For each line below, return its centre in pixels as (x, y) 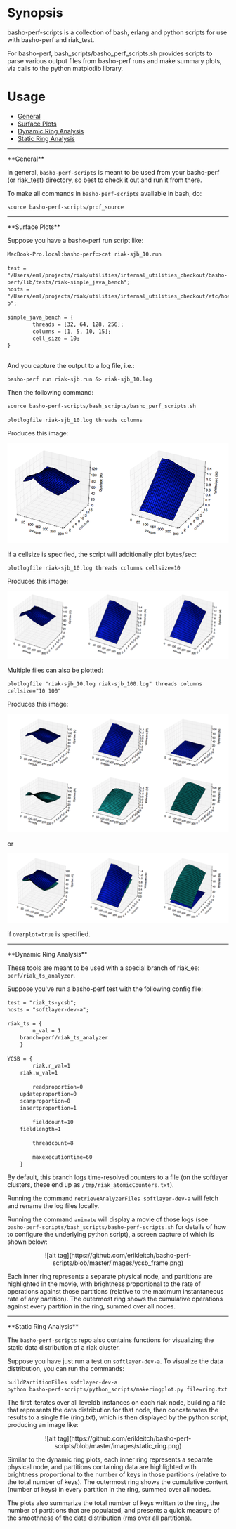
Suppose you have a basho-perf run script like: (76, 240)
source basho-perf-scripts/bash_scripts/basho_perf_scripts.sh (102, 406)
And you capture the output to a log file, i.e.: (71, 365)
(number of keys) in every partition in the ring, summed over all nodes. (109, 1490)
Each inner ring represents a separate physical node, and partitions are (110, 1277)
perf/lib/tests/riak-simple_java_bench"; (69, 282)
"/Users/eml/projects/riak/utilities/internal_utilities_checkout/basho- (118, 275)
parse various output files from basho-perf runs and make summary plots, (115, 60)
